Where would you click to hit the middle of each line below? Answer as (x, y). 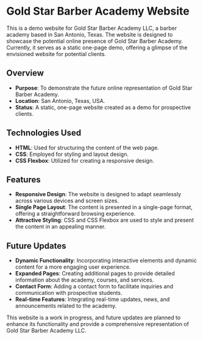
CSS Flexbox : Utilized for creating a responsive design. (84, 160)
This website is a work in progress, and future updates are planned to (94, 317)
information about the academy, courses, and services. (84, 280)
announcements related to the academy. (66, 306)
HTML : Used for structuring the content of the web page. (87, 147)
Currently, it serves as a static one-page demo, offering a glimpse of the (97, 48)
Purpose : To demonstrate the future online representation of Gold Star (104, 88)
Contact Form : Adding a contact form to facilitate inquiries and (94, 286)
